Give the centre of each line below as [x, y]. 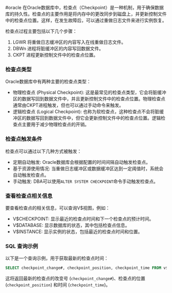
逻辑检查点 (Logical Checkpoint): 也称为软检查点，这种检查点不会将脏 [86, 112]
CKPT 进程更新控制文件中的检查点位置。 [55, 55]
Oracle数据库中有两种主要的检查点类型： [48, 81]
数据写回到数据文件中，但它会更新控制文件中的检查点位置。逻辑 [94, 118]
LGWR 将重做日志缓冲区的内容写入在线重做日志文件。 [69, 42]
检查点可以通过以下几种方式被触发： [44, 151]
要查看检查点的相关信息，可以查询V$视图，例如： [58, 208]
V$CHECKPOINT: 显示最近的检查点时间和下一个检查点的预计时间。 [83, 219]
